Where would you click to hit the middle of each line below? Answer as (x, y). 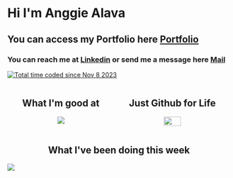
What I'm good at (61, 103)
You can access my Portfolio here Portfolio (103, 39)
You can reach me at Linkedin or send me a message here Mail (116, 60)
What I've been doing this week (119, 150)
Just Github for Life (172, 103)
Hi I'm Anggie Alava (67, 13)
